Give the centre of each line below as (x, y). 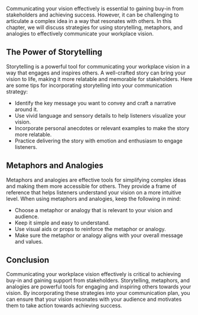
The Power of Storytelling (54, 52)
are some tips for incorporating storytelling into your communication (89, 85)
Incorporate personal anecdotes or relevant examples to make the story (102, 128)
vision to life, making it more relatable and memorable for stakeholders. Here (99, 79)
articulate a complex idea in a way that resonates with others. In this (89, 21)
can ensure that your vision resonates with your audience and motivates (94, 299)
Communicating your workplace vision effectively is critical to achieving (94, 274)
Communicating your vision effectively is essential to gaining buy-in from (95, 9)
